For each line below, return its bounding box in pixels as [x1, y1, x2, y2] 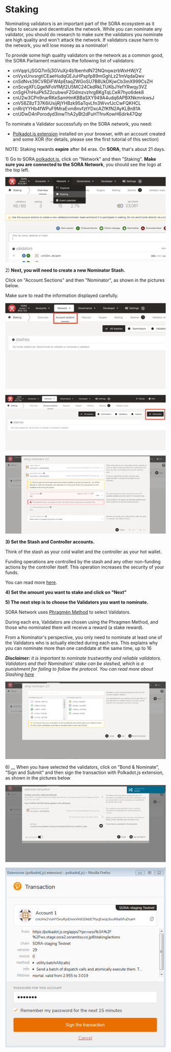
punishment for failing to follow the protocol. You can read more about [5, 666, 154, 672]
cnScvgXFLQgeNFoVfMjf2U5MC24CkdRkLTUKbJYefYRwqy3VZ [12, 83, 148, 90]
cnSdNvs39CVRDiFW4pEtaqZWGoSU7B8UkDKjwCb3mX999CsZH [12, 78, 153, 84]
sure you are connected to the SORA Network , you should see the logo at [5, 161, 162, 167]
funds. [5, 569, 19, 576]
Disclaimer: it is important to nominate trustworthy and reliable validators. [5, 655, 162, 661]
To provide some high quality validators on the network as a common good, [5, 52, 164, 58]
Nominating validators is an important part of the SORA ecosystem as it [5, 20, 155, 27]
